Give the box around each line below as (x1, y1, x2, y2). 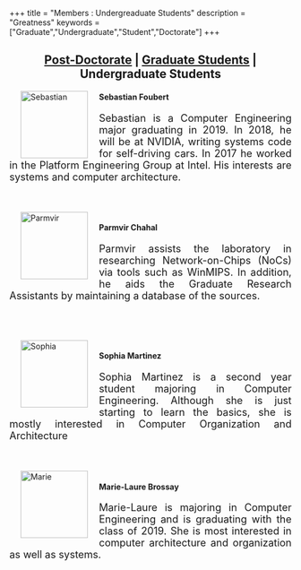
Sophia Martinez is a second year (99, 371, 292, 384)
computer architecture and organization (99, 537, 292, 549)
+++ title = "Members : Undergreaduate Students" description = (9, 8, 246, 18)
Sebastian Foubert (99, 91, 169, 102)
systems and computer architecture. (9, 170, 182, 183)
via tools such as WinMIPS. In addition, (99, 265, 292, 279)
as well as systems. (9, 548, 101, 561)
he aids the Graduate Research (99, 277, 292, 290)
